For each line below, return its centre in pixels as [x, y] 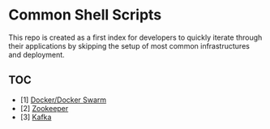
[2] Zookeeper [44, 108]
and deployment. [36, 54]
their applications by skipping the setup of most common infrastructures [129, 45]
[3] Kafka [36, 117]
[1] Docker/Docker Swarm [63, 100]
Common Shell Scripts [85, 15]
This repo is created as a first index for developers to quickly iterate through [135, 37]
